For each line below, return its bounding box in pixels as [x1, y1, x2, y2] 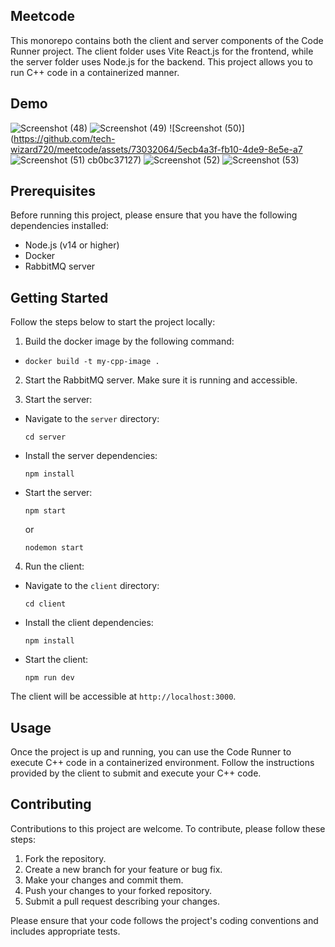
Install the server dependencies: [24, 450, 158, 462]
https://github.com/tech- [13, 132, 116, 144]
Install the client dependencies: [24, 617, 154, 629]
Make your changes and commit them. [24, 874, 184, 886]
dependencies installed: [10, 220, 109, 232]
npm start [24, 506, 67, 516]
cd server [24, 432, 67, 443]
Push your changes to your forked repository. [24, 884, 213, 896]
